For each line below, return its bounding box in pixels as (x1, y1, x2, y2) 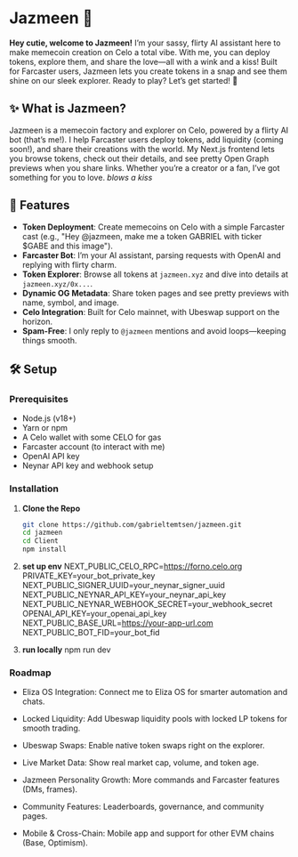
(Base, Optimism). (21, 837, 89, 848)
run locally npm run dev (21, 644, 111, 655)
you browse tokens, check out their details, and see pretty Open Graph (9, 153, 270, 164)
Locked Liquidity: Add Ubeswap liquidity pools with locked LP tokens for (21, 714, 287, 724)
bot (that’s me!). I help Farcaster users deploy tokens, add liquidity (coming (9, 133, 284, 145)
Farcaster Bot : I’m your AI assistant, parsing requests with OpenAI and (21, 249, 282, 261)
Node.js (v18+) (21, 413, 77, 424)
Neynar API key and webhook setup (21, 460, 154, 471)
